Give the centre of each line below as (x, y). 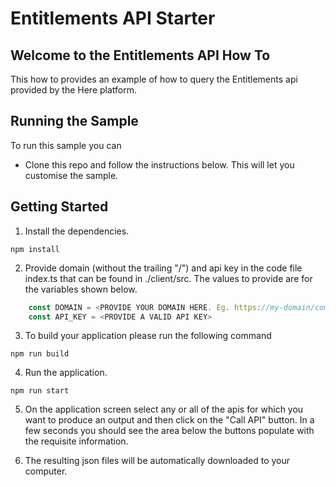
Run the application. (66, 373)
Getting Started (59, 207)
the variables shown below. (81, 289)
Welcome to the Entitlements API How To (140, 55)
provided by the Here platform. (74, 90)
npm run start (40, 391)
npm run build (40, 354)
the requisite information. (76, 441)
